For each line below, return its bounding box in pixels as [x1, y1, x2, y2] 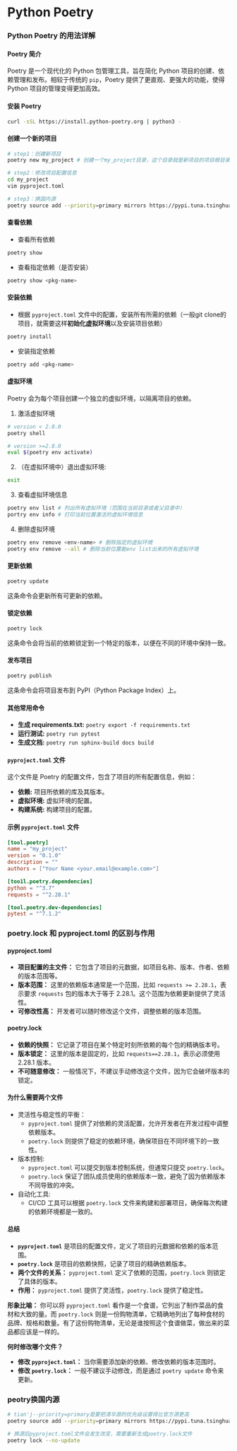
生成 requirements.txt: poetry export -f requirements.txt [17, 721, 190, 729]
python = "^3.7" [7, 884, 55, 892]
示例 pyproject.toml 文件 [7, 822, 80, 831]
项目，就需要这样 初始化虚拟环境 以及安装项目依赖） [17, 319, 166, 327]
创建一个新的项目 [7, 134, 57, 142]
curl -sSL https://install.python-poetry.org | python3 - [7, 118, 181, 125]
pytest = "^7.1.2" [7, 911, 61, 918]
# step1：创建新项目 [7, 150, 61, 158]
